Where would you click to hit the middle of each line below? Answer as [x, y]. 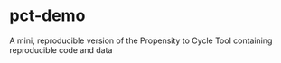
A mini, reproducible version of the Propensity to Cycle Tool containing [141, 40]
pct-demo [47, 16]
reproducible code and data [61, 49]
